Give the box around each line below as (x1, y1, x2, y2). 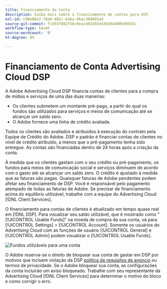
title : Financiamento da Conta (5, 7, 70, 12)
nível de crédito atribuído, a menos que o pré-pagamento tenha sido (5, 139, 146, 145)
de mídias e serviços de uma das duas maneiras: (5, 93, 106, 99)
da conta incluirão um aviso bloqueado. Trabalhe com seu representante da (5, 268, 161, 274)
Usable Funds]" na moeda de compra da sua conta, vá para (34, 216, 158, 222)
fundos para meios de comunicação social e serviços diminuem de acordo (5, 164, 159, 170)
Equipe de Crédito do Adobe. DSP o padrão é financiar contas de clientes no (5, 134, 163, 140)
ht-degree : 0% (5, 35, 35, 40)
